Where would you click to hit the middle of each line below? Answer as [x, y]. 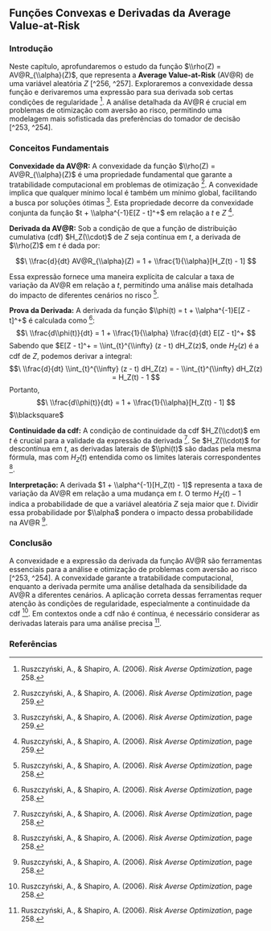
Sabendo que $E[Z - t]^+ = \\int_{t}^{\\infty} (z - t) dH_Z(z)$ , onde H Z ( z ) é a [134, 346]
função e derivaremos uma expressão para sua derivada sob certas [121, 92]
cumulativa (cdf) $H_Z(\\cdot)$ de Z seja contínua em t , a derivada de [125, 237]
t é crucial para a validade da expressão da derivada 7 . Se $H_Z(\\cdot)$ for [135, 439]
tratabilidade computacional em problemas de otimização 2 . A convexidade [133, 183]
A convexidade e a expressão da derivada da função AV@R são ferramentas [135, 560]
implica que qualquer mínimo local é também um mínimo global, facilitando [133, 193]
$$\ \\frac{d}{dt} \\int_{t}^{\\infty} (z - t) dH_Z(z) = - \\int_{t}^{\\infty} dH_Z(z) [136, 369]
